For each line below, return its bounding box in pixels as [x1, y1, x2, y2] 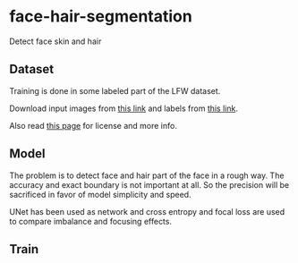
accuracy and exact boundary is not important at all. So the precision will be [9, 179, 289, 190]
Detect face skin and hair [9, 36, 102, 47]
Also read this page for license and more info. [9, 120, 177, 131]
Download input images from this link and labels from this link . [9, 103, 239, 114]
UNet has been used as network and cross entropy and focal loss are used [9, 206, 285, 216]
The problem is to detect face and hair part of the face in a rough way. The [9, 170, 285, 181]
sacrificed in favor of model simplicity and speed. [9, 189, 192, 199]
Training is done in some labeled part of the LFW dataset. [9, 85, 221, 96]
